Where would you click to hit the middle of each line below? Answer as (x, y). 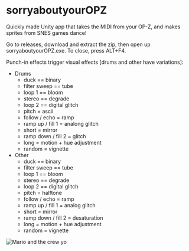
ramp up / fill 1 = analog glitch (59, 205)
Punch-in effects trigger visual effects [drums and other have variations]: (95, 62)
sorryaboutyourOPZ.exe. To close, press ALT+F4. (66, 50)
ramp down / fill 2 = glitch (55, 136)
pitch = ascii (38, 111)
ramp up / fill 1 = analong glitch (61, 123)
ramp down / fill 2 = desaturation (63, 218)
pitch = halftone (43, 193)
